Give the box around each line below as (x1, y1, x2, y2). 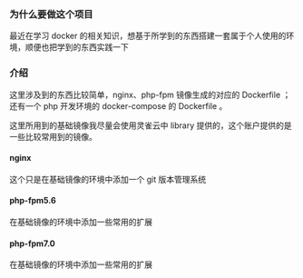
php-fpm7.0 (9, 238, 56, 249)
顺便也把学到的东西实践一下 (24, 42, 129, 53)
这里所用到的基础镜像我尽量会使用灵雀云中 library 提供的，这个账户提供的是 (9, 120, 292, 131)
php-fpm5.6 (9, 195, 56, 206)
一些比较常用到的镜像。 (9, 131, 97, 142)
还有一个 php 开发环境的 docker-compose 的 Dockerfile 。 (9, 100, 228, 111)
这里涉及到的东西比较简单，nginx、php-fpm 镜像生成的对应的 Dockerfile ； (9, 89, 291, 100)
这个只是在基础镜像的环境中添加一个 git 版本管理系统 (9, 174, 207, 184)
